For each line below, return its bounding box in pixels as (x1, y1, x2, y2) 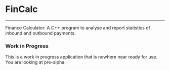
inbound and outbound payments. (5, 30, 76, 36)
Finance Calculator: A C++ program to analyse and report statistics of (5, 24, 150, 30)
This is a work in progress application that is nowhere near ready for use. (5, 54, 158, 60)
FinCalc (5, 3, 38, 15)
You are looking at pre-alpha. (5, 59, 66, 65)
